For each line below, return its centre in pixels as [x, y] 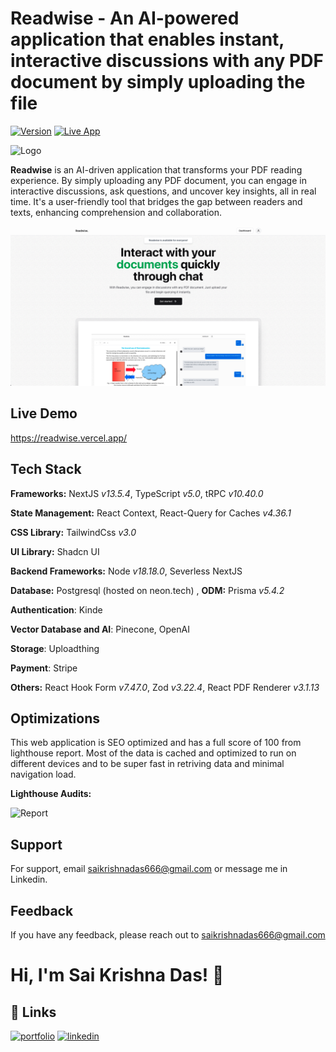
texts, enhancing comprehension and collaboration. [116, 212]
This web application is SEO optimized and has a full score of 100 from [156, 743]
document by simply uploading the [158, 82]
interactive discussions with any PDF [167, 61]
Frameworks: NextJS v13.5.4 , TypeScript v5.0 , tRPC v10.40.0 [137, 493]
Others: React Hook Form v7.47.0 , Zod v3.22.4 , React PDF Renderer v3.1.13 [165, 687]
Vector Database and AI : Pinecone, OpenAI [100, 629]
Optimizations [55, 718]
